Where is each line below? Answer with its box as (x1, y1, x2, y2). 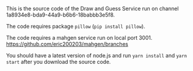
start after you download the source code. (6, 59, 111, 65)
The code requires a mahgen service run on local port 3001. (6, 34, 153, 41)
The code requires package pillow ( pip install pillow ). (6, 23, 146, 30)
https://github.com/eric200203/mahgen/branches (6, 41, 128, 47)
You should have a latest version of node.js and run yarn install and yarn (6, 52, 188, 59)
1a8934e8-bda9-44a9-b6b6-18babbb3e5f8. (6, 11, 115, 18)
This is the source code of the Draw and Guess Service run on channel (6, 5, 179, 12)
